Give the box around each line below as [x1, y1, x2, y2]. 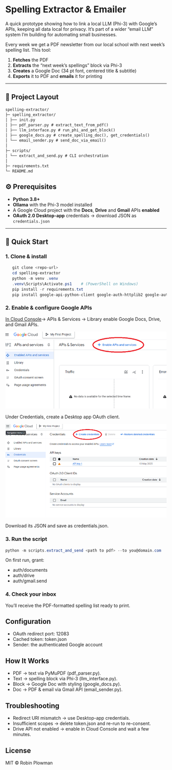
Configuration [5, 617, 51, 626]
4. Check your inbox [5, 591, 56, 598]
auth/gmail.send [12, 578, 47, 584]
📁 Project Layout [5, 93, 59, 102]
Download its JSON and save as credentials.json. [5, 523, 109, 529]
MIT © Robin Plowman [5, 760, 53, 766]
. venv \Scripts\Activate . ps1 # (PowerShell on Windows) [12, 281, 139, 287]
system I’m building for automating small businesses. [5, 31, 117, 37]
